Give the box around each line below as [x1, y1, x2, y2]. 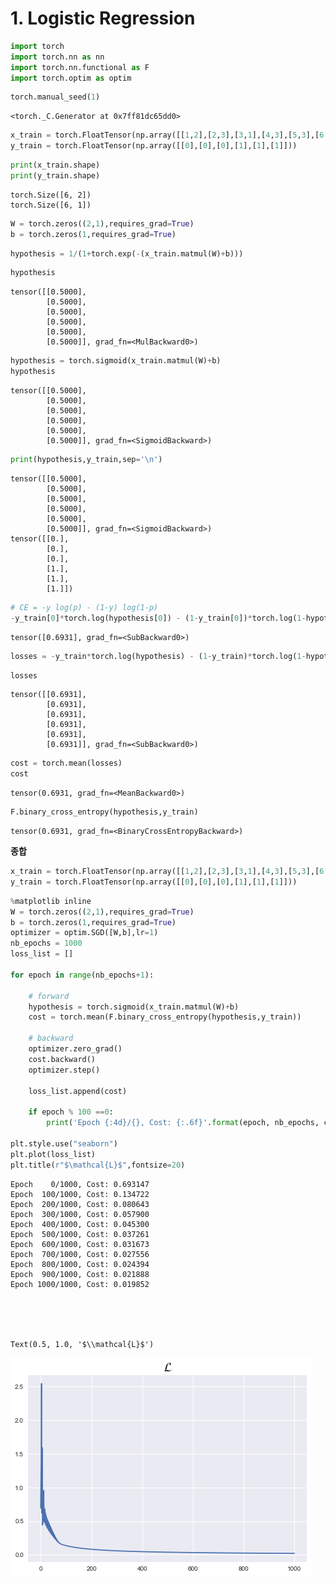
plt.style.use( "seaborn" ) [10, 1138, 118, 1149]
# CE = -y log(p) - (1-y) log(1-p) [10, 602, 159, 612]
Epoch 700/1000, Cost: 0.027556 [10, 1249, 150, 1259]
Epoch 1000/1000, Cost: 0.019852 [10, 1279, 150, 1289]
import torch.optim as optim [10, 73, 132, 83]
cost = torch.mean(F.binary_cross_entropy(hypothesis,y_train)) [28, 1012, 302, 1022]
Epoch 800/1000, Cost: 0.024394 [10, 1259, 150, 1269]
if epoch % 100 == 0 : [28, 1107, 114, 1117]
